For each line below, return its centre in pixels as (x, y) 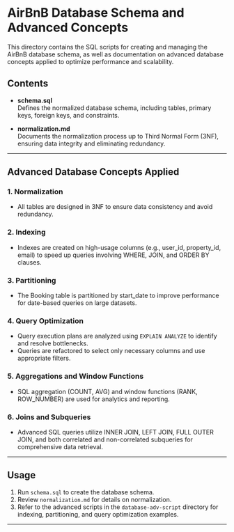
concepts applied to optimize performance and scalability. (91, 61)
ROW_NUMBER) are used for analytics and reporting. (94, 399)
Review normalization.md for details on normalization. (94, 499)
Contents (28, 84)
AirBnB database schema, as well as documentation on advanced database (116, 54)
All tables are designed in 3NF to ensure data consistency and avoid (115, 207)
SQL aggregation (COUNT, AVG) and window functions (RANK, (107, 391)
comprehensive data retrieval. (60, 446)
